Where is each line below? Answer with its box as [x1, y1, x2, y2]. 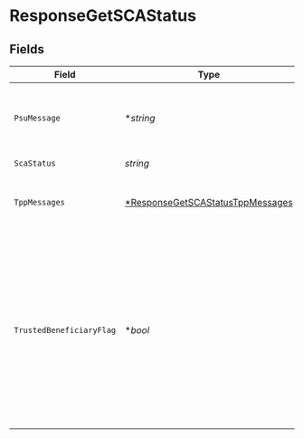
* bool [125, 324, 150, 336]
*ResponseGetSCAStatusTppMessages [125, 196, 293, 208]
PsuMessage [14, 113, 61, 123]
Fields [9, 42, 45, 57]
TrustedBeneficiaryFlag [14, 325, 117, 335]
